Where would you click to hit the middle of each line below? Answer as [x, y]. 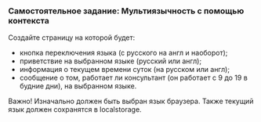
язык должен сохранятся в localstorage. [75, 109]
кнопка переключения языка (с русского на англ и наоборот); [123, 53]
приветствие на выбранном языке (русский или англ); [111, 61]
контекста [29, 20]
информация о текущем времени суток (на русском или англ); [124, 70]
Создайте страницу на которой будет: [72, 38]
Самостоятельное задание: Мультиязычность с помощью [126, 11]
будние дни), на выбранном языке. [78, 86]
